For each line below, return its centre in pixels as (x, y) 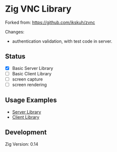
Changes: (15, 32)
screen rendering (29, 84)
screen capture (27, 79)
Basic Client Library (32, 73)
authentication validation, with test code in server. (62, 41)
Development (26, 132)
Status (15, 57)
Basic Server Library (33, 68)
